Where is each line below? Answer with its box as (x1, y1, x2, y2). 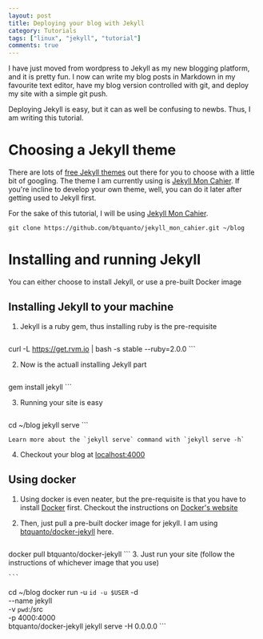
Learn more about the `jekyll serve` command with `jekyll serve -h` (8, 436, 245, 444)
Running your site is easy (19, 397, 103, 407)
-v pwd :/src (8, 604, 44, 613)
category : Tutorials (8, 26, 78, 34)
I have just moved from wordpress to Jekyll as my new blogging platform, (8, 63, 250, 73)
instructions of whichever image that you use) (8, 557, 160, 567)
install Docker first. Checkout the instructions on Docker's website (19, 502, 238, 512)
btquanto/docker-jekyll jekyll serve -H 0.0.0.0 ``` (8, 621, 166, 631)
